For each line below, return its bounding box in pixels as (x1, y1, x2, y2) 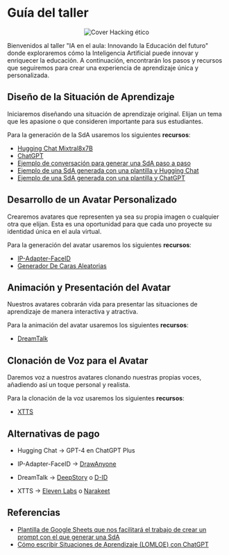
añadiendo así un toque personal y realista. (7, 381, 130, 389)
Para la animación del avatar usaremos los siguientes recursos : (7, 321, 189, 329)
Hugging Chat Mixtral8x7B (17, 144, 94, 153)
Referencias (7, 507, 61, 519)
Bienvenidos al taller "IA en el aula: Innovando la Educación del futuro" (7, 41, 209, 49)
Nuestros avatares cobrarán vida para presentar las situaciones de (7, 300, 198, 308)
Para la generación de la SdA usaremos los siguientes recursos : (7, 130, 191, 139)
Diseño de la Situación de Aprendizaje (7, 91, 175, 103)
